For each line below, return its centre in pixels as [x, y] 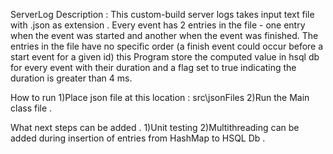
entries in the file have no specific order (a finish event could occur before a [167, 46]
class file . [31, 108]
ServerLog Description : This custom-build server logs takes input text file [162, 14]
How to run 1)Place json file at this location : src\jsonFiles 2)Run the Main [160, 97]
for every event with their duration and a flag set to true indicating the [153, 67]
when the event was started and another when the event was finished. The [164, 35]
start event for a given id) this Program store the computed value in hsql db [165, 57]
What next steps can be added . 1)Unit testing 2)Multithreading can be [155, 127]
